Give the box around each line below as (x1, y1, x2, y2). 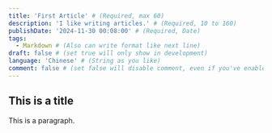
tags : (8, 34, 27, 43)
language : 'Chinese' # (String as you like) (8, 57, 161, 65)
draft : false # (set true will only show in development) (8, 49, 208, 57)
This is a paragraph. (8, 115, 75, 125)
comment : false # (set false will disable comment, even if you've (8, 64, 241, 73)
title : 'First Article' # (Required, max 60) (8, 11, 164, 20)
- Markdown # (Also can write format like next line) (15, 42, 201, 50)
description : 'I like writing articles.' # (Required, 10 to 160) (8, 19, 237, 27)
